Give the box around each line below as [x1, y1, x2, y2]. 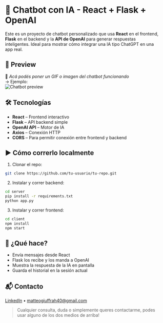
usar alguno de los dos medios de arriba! [17, 312, 100, 318]
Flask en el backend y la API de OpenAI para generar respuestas [5, 36, 136, 42]
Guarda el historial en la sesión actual [12, 267, 88, 273]
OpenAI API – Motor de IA [12, 124, 64, 130]
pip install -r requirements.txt [5, 194, 73, 199]
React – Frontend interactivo [12, 114, 69, 120]
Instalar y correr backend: [12, 180, 64, 186]
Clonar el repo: [12, 162, 42, 168]
